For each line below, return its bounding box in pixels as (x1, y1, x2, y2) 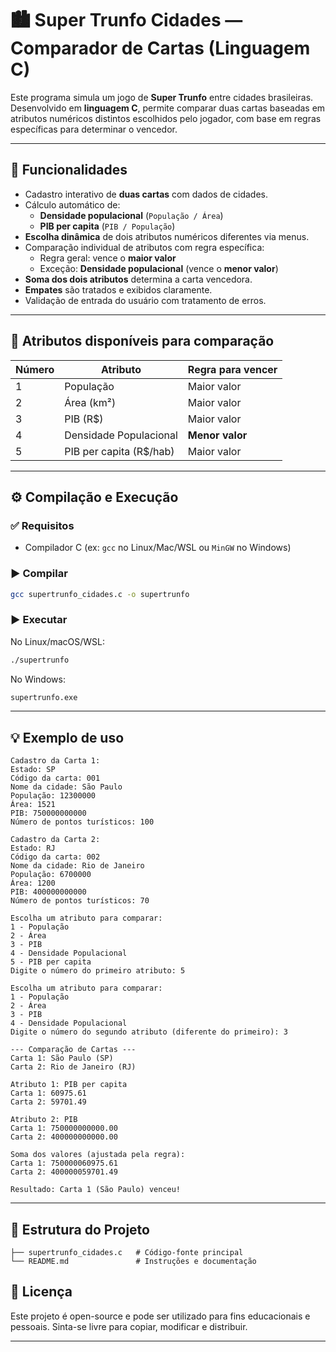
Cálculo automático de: (24, 198, 121, 211)
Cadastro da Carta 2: (10, 835, 101, 845)
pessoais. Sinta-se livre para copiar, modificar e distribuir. (10, 1320, 248, 1332)
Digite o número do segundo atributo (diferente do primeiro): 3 (10, 1027, 288, 1037)
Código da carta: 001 (10, 773, 101, 784)
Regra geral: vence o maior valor (39, 252, 177, 264)
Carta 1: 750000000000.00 (10, 1123, 118, 1134)
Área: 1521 (10, 800, 56, 810)
